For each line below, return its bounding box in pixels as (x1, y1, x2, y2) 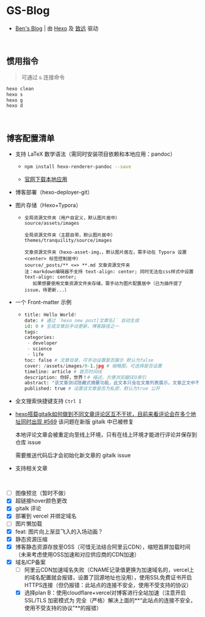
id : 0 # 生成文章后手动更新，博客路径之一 (24, 323, 120, 329)
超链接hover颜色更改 (15, 497, 68, 505)
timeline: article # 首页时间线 (24, 368, 103, 374)
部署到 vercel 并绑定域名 (15, 513, 77, 520)
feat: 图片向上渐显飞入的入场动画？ (15, 528, 104, 535)
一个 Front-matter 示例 (15, 298, 72, 305)
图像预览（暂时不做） (15, 489, 69, 497)
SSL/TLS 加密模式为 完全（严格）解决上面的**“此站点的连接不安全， (24, 596, 196, 604)
